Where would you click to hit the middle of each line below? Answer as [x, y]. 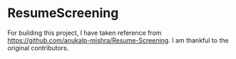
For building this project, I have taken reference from [84, 33]
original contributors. [38, 48]
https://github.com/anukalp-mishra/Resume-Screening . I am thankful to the [118, 40]
